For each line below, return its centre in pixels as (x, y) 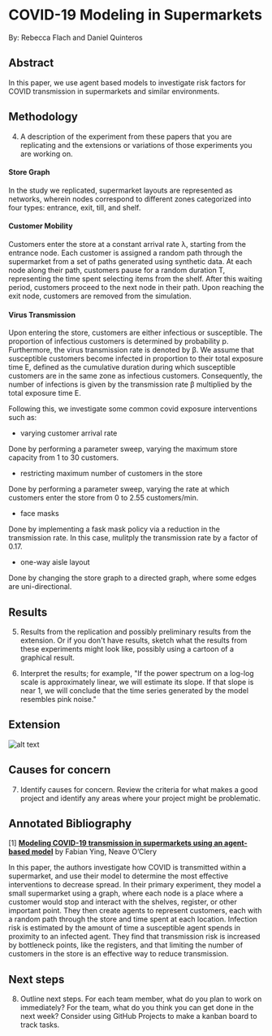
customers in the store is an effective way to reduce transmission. (119, 954)
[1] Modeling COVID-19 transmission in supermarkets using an (116, 843)
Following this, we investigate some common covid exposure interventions (133, 409)
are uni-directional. (40, 587)
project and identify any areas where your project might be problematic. (140, 798)
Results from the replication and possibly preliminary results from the (136, 631)
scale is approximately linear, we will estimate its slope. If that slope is (137, 682)
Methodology (43, 117)
